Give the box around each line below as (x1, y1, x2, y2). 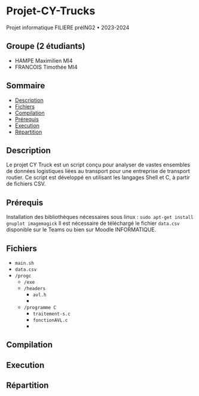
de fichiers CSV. (6, 180, 46, 187)
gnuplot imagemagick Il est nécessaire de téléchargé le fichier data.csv (6, 219, 180, 227)
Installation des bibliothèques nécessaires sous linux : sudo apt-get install (6, 214, 194, 221)
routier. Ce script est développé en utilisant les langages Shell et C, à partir (6, 174, 190, 181)
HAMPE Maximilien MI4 (14, 57, 73, 64)
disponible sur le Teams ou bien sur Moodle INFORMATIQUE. (6, 226, 157, 233)
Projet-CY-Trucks (6, 4, 96, 18)
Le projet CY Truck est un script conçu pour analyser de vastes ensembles (6, 161, 190, 168)
